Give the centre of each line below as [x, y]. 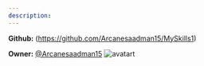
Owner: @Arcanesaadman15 [55, 53]
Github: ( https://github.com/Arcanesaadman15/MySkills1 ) [102, 38]
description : [30, 16]
